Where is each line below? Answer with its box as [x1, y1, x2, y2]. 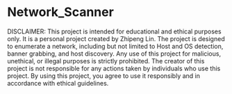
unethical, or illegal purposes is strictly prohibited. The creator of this [7, 56, 205, 65]
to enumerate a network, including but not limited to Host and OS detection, [7, 42, 224, 50]
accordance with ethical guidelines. [7, 79, 109, 87]
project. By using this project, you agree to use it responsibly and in [7, 71, 200, 80]
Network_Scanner [7, 4, 115, 20]
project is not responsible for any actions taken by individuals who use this [7, 64, 221, 72]
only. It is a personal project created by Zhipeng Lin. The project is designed [7, 34, 225, 42]
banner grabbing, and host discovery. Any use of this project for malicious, [7, 49, 221, 58]
